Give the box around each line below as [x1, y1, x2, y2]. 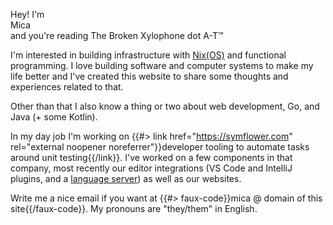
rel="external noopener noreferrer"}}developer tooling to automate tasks [10, 141, 310, 153]
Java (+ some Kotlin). [10, 111, 98, 123]
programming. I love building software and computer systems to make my [10, 60, 314, 71]
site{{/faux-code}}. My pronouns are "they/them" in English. [10, 203, 258, 214]
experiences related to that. [10, 81, 124, 93]
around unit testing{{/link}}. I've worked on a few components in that [10, 152, 293, 163]
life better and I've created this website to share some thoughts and [10, 70, 289, 82]
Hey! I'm [10, 9, 45, 20]
